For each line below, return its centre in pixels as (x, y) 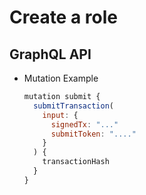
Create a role (63, 17)
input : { (60, 115)
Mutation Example (61, 78)
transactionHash (76, 162)
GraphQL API (50, 54)
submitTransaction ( (73, 106)
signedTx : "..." (84, 124)
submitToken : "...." (93, 134)
